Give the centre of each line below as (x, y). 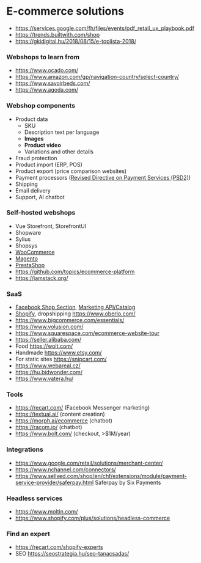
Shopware (28, 232)
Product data (31, 119)
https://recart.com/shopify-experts (59, 547)
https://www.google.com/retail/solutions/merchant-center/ (89, 463)
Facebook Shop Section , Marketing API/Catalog (75, 307)
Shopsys (26, 245)
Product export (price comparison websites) (71, 171)
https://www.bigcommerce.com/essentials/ (70, 320)
